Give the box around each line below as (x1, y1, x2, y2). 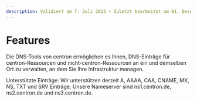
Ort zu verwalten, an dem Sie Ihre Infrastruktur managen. (6, 65, 144, 72)
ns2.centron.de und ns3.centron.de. (6, 89, 93, 96)
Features (6, 33, 50, 47)
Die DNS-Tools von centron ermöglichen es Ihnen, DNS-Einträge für (6, 53, 170, 60)
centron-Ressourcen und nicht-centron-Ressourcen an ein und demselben (6, 59, 186, 66)
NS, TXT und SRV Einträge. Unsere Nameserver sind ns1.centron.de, (6, 83, 172, 90)
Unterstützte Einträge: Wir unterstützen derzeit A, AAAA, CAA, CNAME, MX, (6, 76, 189, 83)
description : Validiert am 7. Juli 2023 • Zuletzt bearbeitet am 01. (6, 8, 180, 15)
